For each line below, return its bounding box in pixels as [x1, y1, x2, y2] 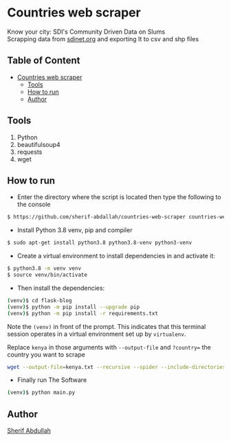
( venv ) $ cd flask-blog [7, 297, 72, 304]
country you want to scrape [7, 350, 86, 359]
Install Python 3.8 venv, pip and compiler [16, 226, 133, 234]
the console [16, 201, 51, 209]
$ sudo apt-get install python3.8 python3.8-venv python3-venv [7, 239, 192, 247]
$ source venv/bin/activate [7, 271, 88, 278]
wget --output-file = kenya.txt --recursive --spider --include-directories [7, 363, 226, 370]
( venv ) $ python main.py [7, 389, 76, 396]
